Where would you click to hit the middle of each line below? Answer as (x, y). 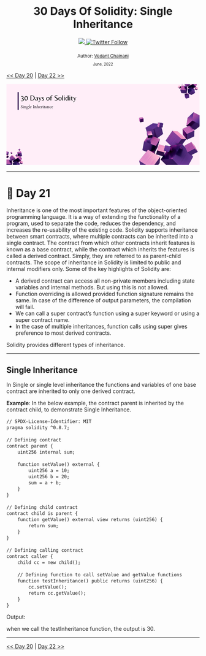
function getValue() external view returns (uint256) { (90, 519)
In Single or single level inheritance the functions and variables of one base (101, 384)
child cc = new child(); (49, 562)
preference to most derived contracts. (63, 333)
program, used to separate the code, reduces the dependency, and (91, 223)
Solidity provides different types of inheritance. (66, 345)
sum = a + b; (45, 482)
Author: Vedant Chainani (103, 56)
